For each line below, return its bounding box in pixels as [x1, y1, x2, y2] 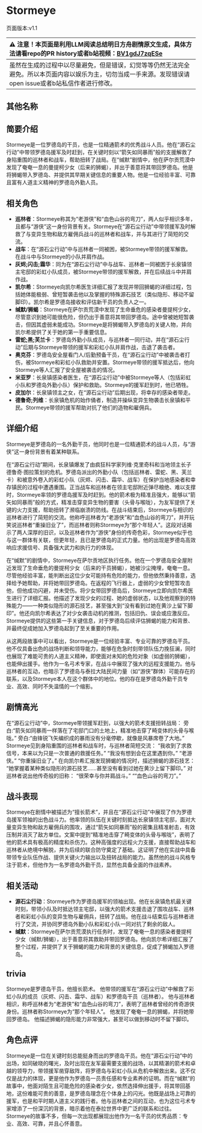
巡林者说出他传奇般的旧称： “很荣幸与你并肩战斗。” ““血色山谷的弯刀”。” [6, 772, 182, 779]
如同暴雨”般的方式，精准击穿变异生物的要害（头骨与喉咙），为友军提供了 [11, 499, 191, 506]
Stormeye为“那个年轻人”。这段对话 [100, 521, 187, 528]
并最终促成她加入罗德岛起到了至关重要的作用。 [6, 624, 122, 631]
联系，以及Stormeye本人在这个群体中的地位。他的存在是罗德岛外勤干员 [6, 675, 183, 682]
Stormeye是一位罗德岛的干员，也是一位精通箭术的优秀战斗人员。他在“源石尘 [6, 141, 196, 148]
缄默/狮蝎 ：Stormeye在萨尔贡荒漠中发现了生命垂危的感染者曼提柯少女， [14, 305, 194, 313]
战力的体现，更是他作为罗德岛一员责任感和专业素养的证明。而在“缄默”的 [16, 1074, 195, 1082]
